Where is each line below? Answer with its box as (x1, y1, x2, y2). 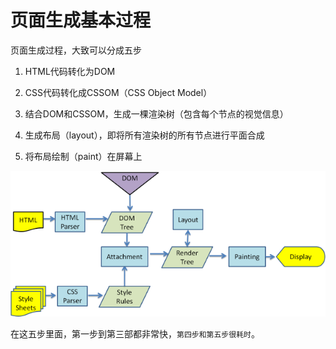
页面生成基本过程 (10, 9, 152, 32)
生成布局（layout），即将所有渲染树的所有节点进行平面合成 (24, 129, 265, 141)
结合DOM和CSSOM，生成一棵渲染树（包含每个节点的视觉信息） (24, 107, 289, 120)
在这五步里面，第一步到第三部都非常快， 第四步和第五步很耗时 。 (10, 328, 260, 340)
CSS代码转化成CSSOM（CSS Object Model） (24, 86, 213, 98)
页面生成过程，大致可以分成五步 (10, 44, 142, 56)
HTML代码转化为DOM (24, 65, 116, 77)
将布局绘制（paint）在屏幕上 (24, 150, 143, 162)
